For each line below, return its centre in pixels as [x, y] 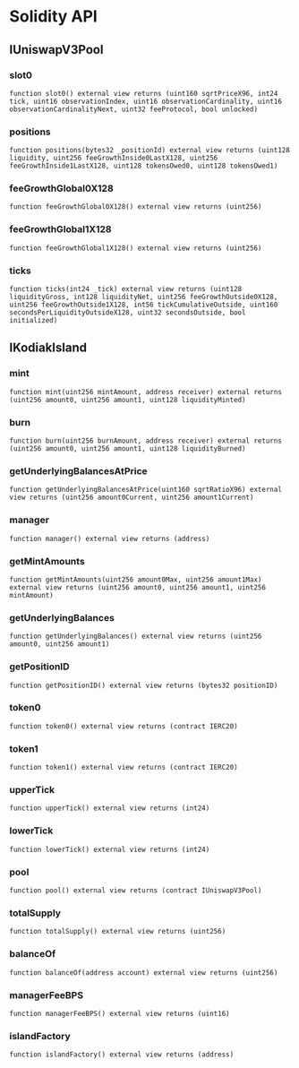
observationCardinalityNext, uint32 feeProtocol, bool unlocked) [133, 109]
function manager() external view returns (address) [110, 538]
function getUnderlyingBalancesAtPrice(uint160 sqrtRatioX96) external [145, 490]
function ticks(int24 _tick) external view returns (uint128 [126, 289]
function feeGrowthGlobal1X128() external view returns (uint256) [136, 248]
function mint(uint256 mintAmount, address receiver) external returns [145, 392]
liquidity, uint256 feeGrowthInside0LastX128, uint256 [114, 159]
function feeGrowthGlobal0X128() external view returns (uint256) [136, 207]
